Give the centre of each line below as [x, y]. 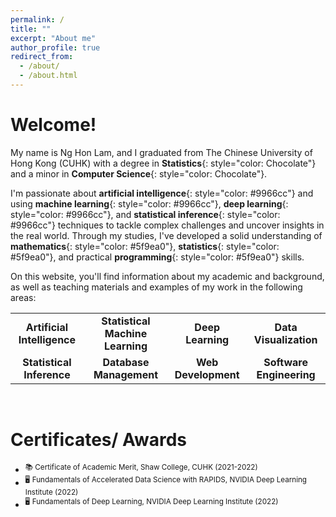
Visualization [285, 339]
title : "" [31, 29]
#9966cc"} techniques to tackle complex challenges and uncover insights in [167, 225]
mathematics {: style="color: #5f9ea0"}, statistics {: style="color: [145, 246]
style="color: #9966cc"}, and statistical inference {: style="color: [145, 214]
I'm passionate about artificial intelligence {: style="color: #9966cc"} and [162, 193]
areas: [23, 297]
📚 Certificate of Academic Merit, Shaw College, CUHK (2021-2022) [141, 467]
